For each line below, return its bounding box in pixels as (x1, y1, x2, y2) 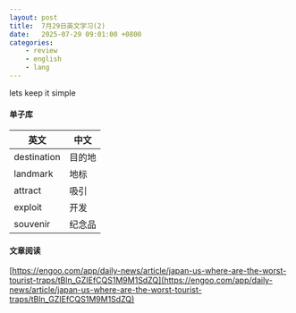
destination (13, 151, 61, 164)
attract (13, 184, 42, 197)
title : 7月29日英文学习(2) (9, 21, 106, 30)
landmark (13, 167, 54, 180)
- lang (25, 63, 50, 72)
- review (25, 47, 58, 55)
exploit (13, 201, 43, 214)
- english (25, 55, 63, 63)
